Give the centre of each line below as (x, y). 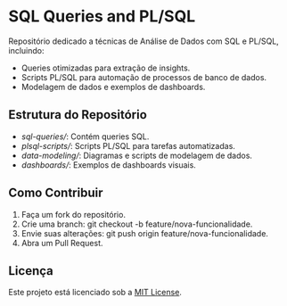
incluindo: (26, 50)
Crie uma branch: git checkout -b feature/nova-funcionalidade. (137, 224)
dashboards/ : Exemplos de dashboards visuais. (109, 165)
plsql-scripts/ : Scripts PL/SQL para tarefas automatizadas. (128, 145)
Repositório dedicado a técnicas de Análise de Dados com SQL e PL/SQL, (144, 41)
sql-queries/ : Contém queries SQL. (85, 136)
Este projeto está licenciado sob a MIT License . (95, 293)
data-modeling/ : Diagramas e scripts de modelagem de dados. (137, 155)
